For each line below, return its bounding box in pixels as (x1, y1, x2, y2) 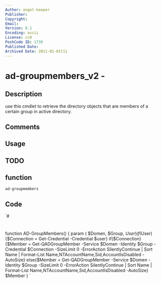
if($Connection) (108, 236, 141, 242)
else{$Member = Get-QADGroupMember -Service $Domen (26, 257, 148, 263)
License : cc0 (5, 35, 32, 40)
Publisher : (5, 12, 28, 17)
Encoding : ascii (5, 30, 39, 35)
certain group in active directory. (5, 108, 72, 114)
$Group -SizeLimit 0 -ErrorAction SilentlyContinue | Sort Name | (21, 262, 152, 268)
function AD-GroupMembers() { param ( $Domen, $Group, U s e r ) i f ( (5, 230, 141, 236)
